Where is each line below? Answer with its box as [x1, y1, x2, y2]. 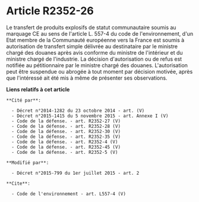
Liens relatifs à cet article [6, 86, 70, 93]
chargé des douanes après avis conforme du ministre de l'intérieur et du [6, 49, 183, 56]
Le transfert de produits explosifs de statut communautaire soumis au [6, 24, 176, 31]
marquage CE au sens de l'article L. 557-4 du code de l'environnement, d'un [6, 30, 194, 37]
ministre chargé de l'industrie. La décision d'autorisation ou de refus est [6, 55, 182, 62]
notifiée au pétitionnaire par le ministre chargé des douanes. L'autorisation [6, 61, 188, 69]
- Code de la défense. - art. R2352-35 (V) [11, 134, 121, 140]
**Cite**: [6, 180, 31, 187]
